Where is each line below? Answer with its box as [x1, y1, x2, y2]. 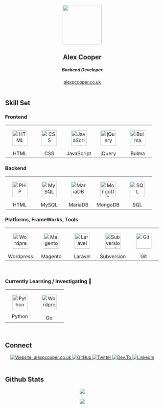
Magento [41, 253, 62, 260]
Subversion [99, 253, 126, 260]
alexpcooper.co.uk [63, 79, 101, 85]
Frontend [5, 113, 27, 120]
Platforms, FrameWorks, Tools [5, 216, 78, 223]
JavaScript [66, 150, 92, 157]
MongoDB [96, 202, 120, 208]
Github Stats [5, 376, 44, 384]
